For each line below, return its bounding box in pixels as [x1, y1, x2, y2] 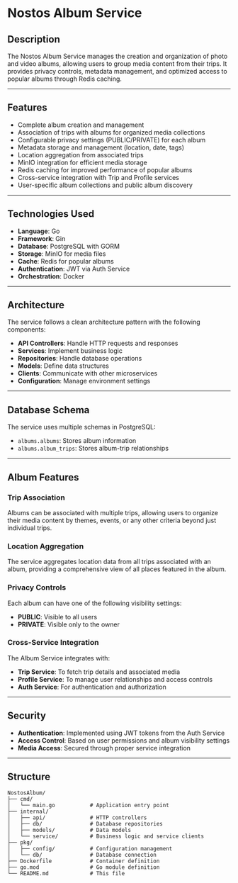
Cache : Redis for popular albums [17, 257, 115, 265]
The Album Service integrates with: [7, 653, 110, 662]
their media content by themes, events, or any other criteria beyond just [7, 516, 217, 524]
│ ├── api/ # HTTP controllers [7, 814, 147, 821]
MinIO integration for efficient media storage [17, 158, 147, 167]
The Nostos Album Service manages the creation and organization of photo [7, 52, 228, 60]
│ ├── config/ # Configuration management [7, 845, 173, 853]
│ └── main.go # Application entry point [7, 802, 170, 809]
